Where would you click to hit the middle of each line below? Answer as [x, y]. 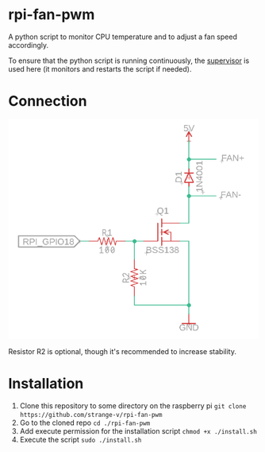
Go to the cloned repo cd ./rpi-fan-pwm [85, 423]
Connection [48, 101]
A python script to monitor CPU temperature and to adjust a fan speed [123, 37]
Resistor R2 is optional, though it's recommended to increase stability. [122, 351]
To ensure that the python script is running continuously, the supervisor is [129, 60]
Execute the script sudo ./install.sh [81, 439]
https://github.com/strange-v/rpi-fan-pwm [91, 415]
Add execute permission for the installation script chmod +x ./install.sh [138, 431]
